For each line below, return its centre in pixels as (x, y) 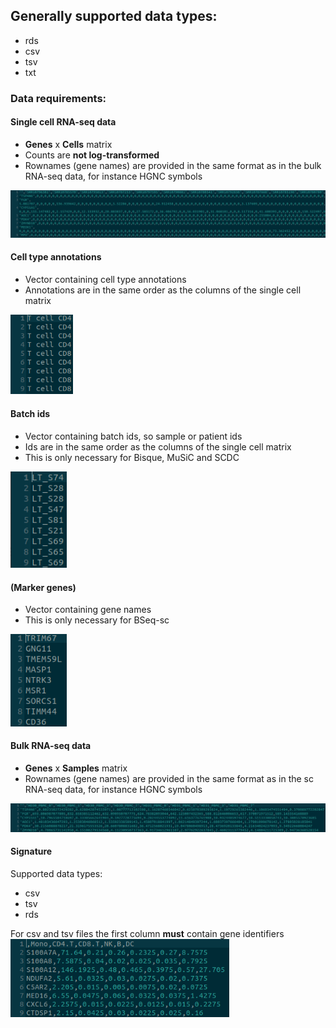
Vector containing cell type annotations (105, 279)
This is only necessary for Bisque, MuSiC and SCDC (132, 457)
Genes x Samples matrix (76, 768)
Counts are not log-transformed (92, 155)
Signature (31, 851)
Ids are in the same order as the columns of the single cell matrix (158, 446)
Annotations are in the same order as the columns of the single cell (163, 290)
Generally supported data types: (114, 16)
